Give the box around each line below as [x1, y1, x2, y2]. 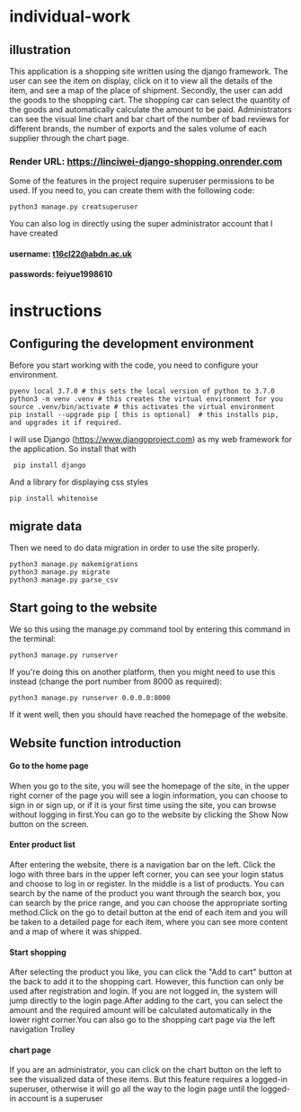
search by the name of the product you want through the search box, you [9, 887, 281, 898]
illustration [9, 42, 72, 58]
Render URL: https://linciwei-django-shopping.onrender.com [9, 155, 283, 167]
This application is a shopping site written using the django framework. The [9, 66, 288, 76]
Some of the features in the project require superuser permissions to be [9, 175, 276, 186]
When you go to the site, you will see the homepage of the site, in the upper [9, 780, 290, 791]
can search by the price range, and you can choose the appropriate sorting [9, 897, 288, 908]
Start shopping [9, 947, 67, 957]
